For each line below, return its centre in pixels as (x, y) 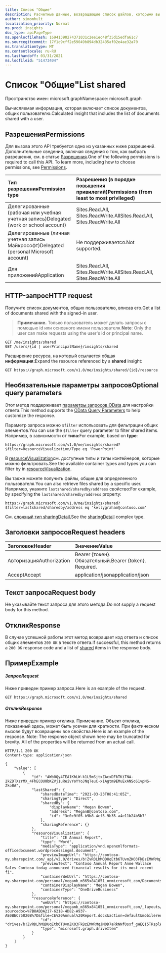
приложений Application (36, 275)
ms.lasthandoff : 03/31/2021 (34, 56)
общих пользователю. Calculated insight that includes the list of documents (82, 113)
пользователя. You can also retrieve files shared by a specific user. (73, 483)
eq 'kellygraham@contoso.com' (116, 507)
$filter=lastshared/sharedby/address (44, 507)
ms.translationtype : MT (30, 47)
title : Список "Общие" (28, 10)
